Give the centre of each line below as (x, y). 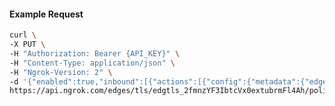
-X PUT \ (27, 45)
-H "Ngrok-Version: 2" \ (61, 72)
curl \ (23, 35)
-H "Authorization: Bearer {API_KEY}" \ (95, 53)
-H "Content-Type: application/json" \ (92, 63)
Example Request (46, 14)
